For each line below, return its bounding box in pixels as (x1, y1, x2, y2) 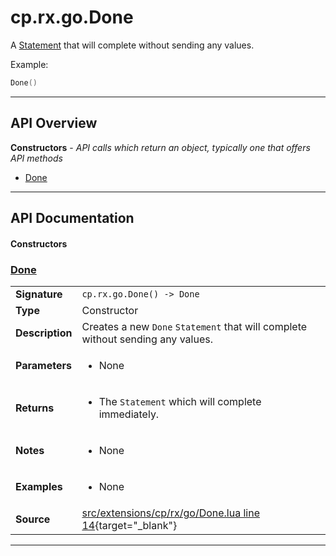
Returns (15, 401, 55, 415)
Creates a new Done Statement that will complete (81, 319, 308, 333)
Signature (15, 287, 63, 301)
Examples (15, 479, 63, 493)
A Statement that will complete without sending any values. (10, 39, 255, 51)
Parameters (15, 358, 72, 372)
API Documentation (10, 210, 135, 227)
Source (15, 512, 51, 526)
